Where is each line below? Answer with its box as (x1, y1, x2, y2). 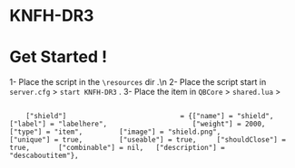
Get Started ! (9, 47, 107, 68)
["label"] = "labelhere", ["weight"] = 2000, (9, 119, 266, 129)
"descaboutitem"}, (9, 151, 79, 161)
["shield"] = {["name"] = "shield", (25, 112, 274, 121)
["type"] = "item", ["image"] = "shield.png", (9, 127, 221, 136)
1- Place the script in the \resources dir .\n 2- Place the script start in (9, 77, 267, 88)
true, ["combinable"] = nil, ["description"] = (9, 144, 225, 153)
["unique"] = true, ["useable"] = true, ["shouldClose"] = (9, 135, 286, 145)
